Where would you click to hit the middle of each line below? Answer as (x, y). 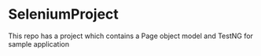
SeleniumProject (64, 14)
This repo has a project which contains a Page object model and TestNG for (131, 36)
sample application (39, 44)
